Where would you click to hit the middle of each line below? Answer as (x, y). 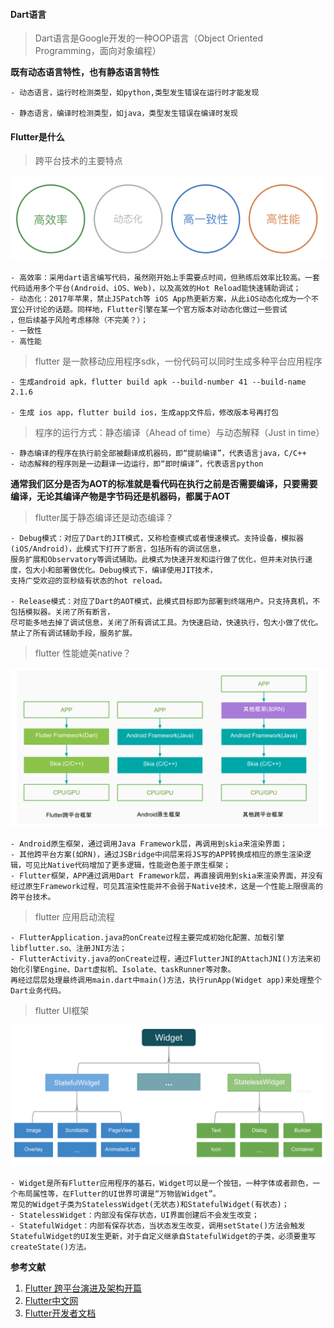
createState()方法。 (51, 1247)
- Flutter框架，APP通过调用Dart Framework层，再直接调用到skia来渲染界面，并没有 (167, 876)
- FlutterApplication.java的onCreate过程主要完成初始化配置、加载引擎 (147, 938)
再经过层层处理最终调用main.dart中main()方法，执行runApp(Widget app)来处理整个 (166, 980)
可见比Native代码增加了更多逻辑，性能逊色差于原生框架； (128, 865)
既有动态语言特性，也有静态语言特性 (85, 72)
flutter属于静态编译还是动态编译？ (104, 518)
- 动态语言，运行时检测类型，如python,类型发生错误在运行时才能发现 (135, 93)
